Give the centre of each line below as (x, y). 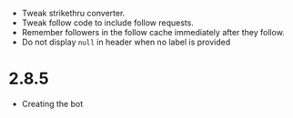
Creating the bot (52, 103)
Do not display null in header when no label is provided (126, 42)
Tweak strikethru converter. (73, 13)
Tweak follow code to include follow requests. (108, 23)
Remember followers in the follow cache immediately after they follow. (153, 32)
